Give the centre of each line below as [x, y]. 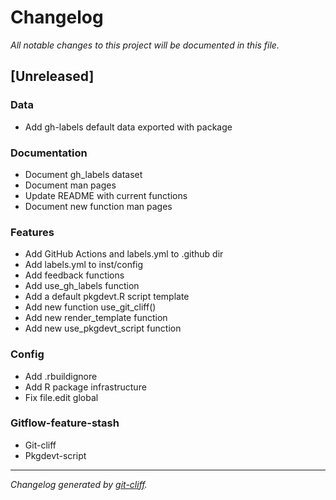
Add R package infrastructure [85, 387]
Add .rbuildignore [61, 376]
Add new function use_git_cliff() [90, 307]
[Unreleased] [52, 76]
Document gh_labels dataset [83, 174]
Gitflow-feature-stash [65, 423]
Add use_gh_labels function [82, 286]
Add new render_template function [96, 318]
